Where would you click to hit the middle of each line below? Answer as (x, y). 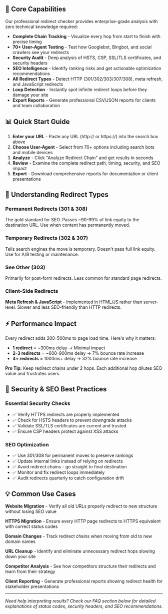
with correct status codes (31, 526)
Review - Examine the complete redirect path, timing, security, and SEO (86, 163)
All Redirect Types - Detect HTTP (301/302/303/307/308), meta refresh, (87, 79)
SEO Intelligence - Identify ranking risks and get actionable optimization (87, 68)
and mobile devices (32, 152)
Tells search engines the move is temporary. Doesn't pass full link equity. (80, 249)
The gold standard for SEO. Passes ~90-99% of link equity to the (72, 220)
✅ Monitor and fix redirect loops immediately (58, 472)
